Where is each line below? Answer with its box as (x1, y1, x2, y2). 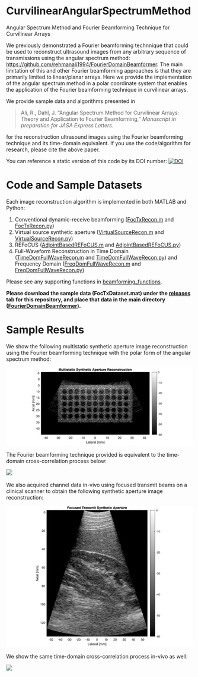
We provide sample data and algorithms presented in (6, 97, 135, 105)
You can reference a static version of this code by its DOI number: (6, 157, 167, 164)
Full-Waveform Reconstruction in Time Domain (14, 247, 129, 254)
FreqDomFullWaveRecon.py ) (14, 266, 85, 273)
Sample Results (6, 323, 85, 337)
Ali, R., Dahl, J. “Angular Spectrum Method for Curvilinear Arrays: (20, 109, 180, 116)
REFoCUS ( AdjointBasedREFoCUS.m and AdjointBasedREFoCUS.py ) (14, 241, 181, 248)
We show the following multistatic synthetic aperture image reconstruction (6, 342, 188, 350)
